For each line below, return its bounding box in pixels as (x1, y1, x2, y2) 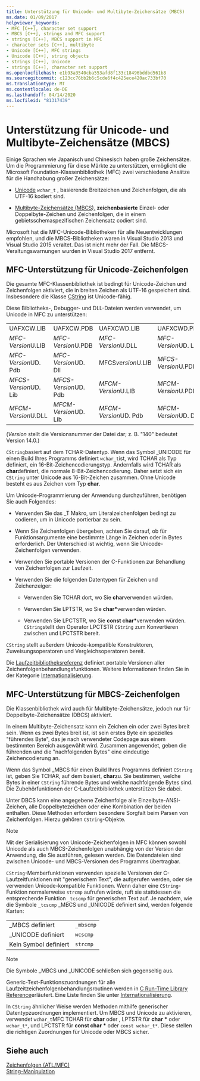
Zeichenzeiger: (14, 582, 52, 589)
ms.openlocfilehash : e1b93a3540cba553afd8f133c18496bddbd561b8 (6, 70, 167, 76)
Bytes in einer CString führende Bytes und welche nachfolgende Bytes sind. (6, 779, 193, 786)
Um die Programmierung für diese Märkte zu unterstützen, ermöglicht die (6, 162, 186, 169)
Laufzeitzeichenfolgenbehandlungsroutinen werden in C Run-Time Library (6, 985, 188, 992)
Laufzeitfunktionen (6, 876, 52, 883)
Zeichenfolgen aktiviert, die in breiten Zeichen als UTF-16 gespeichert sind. (6, 287, 191, 294)
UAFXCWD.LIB (99, 325, 140, 333)
